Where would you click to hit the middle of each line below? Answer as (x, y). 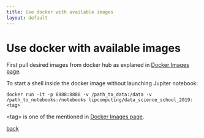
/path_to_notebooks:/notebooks (46, 100)
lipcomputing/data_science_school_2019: (141, 100)
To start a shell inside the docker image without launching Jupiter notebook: (102, 83)
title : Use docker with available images (60, 12)
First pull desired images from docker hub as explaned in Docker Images (98, 65)
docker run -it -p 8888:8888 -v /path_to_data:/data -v (79, 95)
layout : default (27, 18)
